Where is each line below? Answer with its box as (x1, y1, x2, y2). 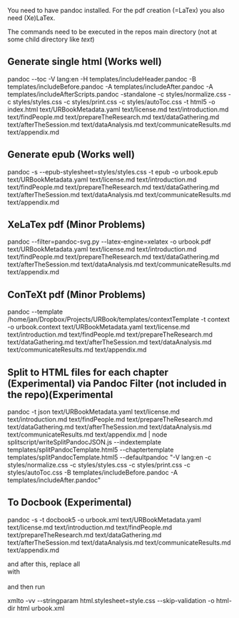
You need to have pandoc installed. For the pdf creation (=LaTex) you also (7, 6, 225, 14)
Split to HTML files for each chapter (7, 366, 169, 378)
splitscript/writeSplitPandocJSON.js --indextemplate (7, 438, 162, 447)
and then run (7, 582, 45, 591)
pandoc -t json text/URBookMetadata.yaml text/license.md (7, 407, 180, 417)
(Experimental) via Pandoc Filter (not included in (7, 377, 227, 389)
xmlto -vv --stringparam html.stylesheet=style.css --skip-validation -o (7, 596, 215, 604)
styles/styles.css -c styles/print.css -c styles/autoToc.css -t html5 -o (12, 97, 215, 106)
